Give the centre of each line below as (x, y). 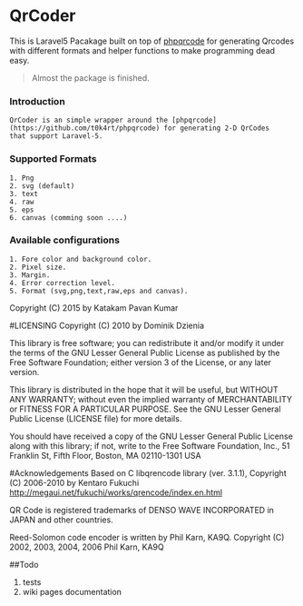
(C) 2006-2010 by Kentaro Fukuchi (74, 482)
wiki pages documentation (72, 591)
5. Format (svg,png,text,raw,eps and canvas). (99, 291)
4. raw (22, 202)
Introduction (37, 101)
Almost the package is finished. (90, 77)
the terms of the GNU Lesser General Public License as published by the (145, 353)
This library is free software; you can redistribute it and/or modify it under (147, 343)
